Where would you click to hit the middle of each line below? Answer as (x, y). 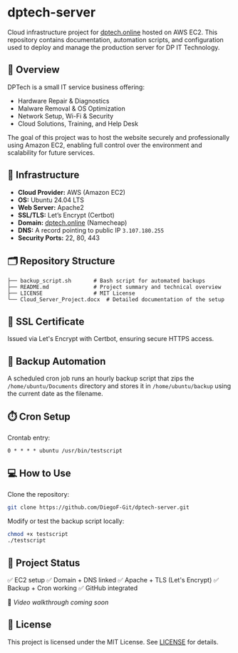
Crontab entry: (29, 437)
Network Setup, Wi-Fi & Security (66, 116)
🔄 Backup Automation (57, 361)
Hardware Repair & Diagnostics (63, 101)
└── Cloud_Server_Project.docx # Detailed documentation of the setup (116, 300)
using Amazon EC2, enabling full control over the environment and (105, 145)
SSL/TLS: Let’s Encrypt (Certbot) (66, 215)
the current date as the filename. (55, 394)
